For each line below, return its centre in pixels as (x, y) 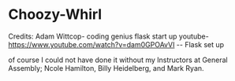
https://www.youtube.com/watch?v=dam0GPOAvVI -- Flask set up (116, 44)
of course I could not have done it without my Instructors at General (118, 60)
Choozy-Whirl (55, 15)
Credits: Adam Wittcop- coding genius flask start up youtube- (108, 36)
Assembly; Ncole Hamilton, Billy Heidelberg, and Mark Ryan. (106, 68)
